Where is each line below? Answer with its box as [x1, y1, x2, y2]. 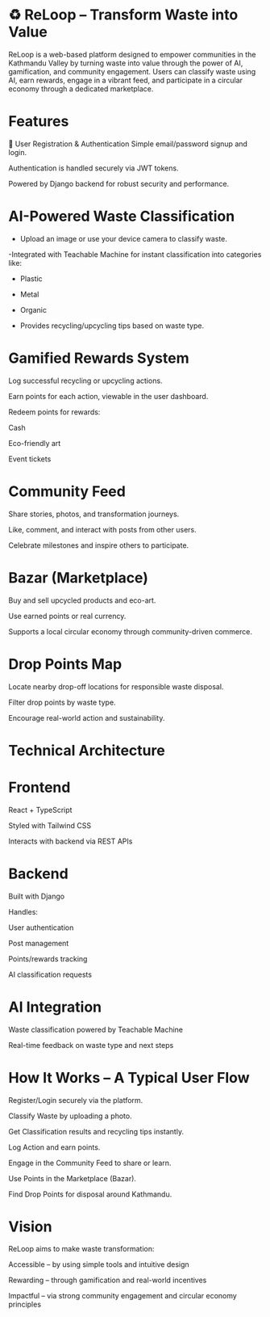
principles [8, 1299, 42, 1310]
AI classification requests [8, 970, 93, 979]
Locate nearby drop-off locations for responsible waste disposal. [8, 681, 224, 692]
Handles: [8, 907, 39, 916]
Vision [8, 1218, 52, 1235]
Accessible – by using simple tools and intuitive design [8, 1260, 189, 1269]
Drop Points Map [8, 654, 123, 673]
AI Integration [8, 998, 102, 1016]
